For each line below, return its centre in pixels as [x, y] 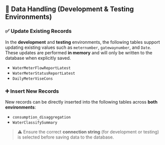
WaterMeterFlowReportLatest [41, 68]
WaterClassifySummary [35, 123]
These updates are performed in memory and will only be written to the [79, 52]
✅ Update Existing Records [38, 31]
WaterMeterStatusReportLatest [44, 73]
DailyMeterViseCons [33, 78]
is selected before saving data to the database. [66, 137]
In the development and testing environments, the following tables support [83, 42]
